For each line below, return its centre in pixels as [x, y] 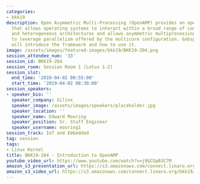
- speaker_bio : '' [29, 94]
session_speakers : [29, 89]
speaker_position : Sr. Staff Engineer [60, 122]
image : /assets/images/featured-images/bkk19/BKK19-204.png [82, 50]
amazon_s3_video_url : [33, 172]
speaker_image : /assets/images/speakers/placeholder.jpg [84, 105]
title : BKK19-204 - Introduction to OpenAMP [62, 155]
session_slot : [24, 72]
